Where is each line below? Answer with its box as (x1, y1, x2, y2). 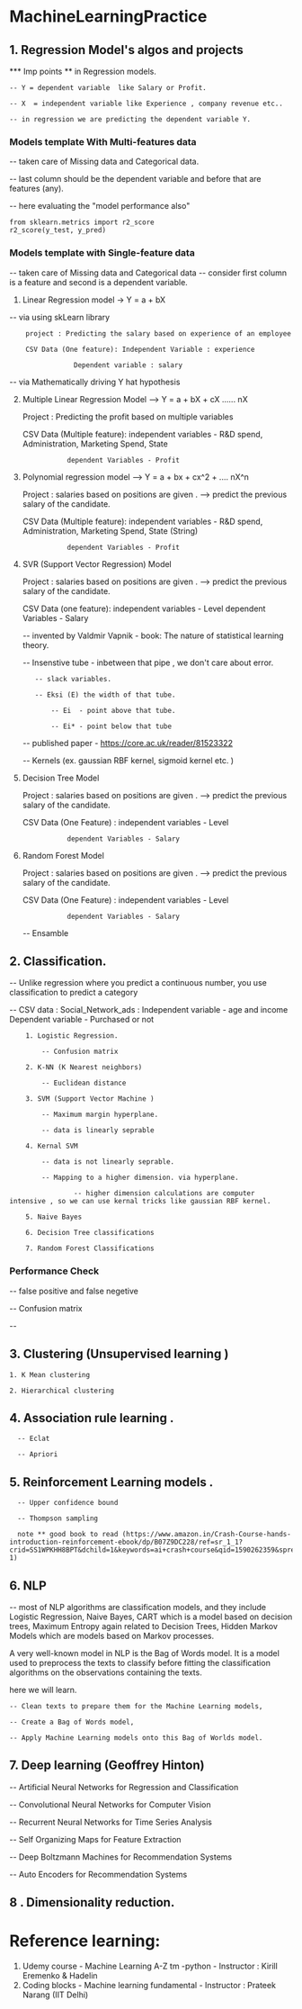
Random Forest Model (22, 850, 105, 860)
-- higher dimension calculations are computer (73, 1189, 255, 1198)
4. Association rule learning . (9, 1410, 174, 1426)
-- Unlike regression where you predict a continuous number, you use (9, 977, 267, 988)
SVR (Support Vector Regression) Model (22, 558, 173, 569)
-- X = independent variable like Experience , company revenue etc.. (9, 99, 283, 108)
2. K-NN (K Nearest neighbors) (25, 1063, 143, 1072)
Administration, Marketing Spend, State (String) (22, 525, 199, 536)
